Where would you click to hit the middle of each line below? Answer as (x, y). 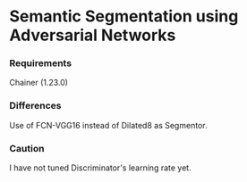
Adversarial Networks (93, 35)
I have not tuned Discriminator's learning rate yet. (100, 168)
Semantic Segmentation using (124, 17)
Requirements (41, 63)
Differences (35, 106)
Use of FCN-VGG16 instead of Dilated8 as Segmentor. (108, 125)
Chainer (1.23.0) (39, 83)
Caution (27, 148)
